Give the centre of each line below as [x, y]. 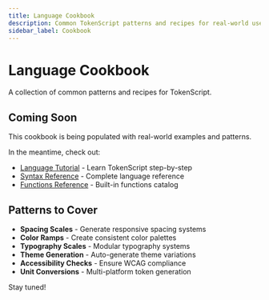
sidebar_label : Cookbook [50, 30]
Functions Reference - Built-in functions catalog [99, 185]
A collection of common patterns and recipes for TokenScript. [110, 92]
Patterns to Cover [53, 210]
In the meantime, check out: [54, 152]
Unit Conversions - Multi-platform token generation [106, 271]
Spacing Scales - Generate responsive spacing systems [113, 229]
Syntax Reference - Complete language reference [102, 176]
